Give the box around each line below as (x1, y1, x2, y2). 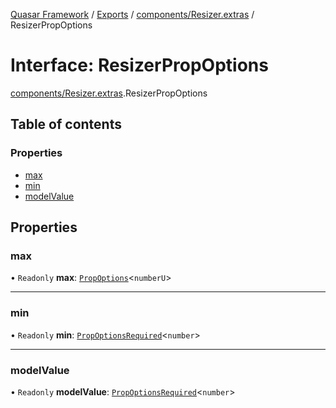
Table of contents (10, 116, 122, 133)
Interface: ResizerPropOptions (10, 54, 269, 77)
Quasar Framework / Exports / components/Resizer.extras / (10, 9, 255, 20)
